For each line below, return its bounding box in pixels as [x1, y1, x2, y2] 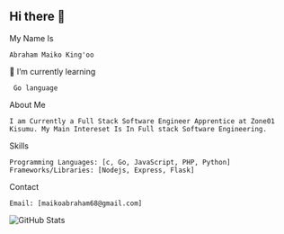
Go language [13, 83, 58, 93]
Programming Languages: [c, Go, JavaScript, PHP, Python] [9, 157, 231, 166]
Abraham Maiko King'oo [9, 50, 94, 59]
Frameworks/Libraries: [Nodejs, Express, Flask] [9, 166, 195, 175]
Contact [9, 181, 39, 192]
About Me [9, 99, 47, 110]
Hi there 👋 [9, 9, 66, 24]
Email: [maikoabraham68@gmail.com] [9, 199, 143, 208]
